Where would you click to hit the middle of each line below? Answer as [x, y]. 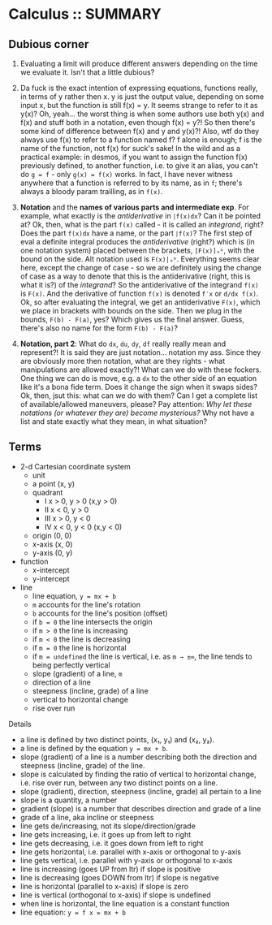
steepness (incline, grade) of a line [90, 690]
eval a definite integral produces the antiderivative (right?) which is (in [138, 242]
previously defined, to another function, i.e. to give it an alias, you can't [139, 166]
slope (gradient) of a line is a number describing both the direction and [138, 757]
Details [20, 724]
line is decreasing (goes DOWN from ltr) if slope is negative [119, 877]
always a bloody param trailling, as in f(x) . [91, 191]
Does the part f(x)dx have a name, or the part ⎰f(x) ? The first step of [136, 233]
